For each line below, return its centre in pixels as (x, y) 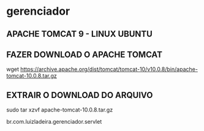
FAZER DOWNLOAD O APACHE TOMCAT (84, 54)
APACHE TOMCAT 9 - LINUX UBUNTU (80, 34)
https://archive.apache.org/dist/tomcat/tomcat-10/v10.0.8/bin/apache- (109, 69)
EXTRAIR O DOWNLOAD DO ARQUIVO (80, 95)
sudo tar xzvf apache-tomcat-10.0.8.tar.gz (60, 110)
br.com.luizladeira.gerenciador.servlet (54, 122)
